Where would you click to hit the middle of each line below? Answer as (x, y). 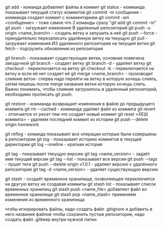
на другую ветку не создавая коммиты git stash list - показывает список (81, 184)
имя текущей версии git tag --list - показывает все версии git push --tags (81, 159)
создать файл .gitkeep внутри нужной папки (51, 219)
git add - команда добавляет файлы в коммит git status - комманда (75, 7)
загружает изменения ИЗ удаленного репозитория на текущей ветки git (80, 43)
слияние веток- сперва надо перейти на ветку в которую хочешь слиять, (81, 79)
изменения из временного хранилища (45, 199)
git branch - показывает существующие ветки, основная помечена (75, 58)
